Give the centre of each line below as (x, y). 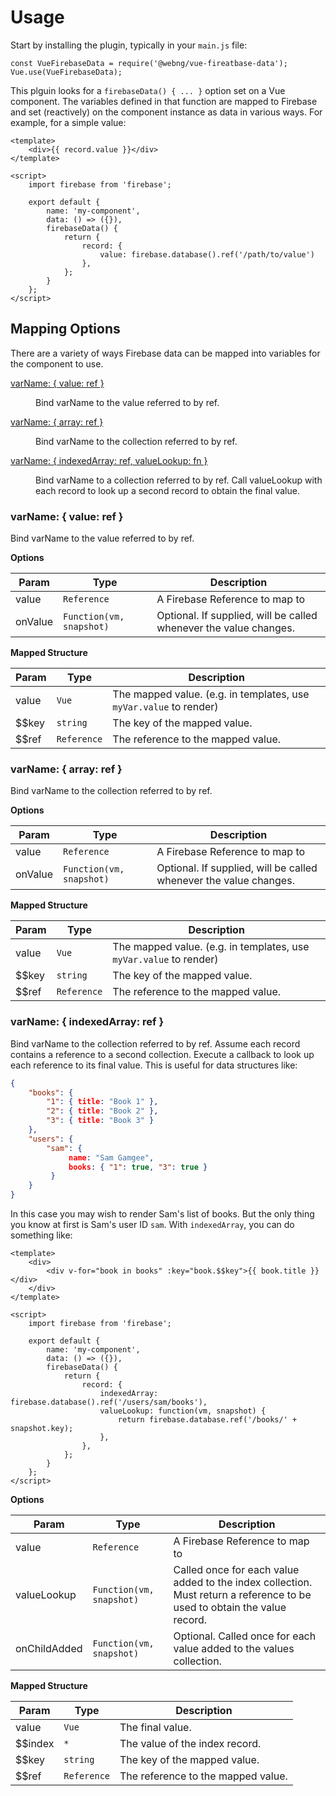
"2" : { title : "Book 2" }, (102, 1111)
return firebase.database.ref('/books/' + (207, 1420)
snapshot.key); (42, 1429)
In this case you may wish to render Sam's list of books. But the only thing (162, 1214)
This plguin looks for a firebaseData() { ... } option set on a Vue (148, 90)
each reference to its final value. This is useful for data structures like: (154, 1065)
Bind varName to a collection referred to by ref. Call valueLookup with (179, 480)
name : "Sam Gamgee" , (111, 1157)
